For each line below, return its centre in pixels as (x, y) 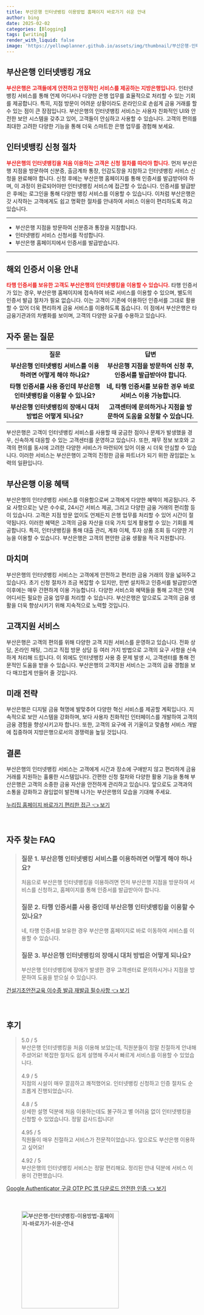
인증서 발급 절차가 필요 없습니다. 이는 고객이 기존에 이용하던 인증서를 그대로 (95, 300)
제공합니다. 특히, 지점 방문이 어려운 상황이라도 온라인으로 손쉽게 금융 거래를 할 (105, 103)
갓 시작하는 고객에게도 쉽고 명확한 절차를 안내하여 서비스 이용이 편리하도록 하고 (100, 201)
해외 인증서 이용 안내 (42, 269)
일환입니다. (31, 463)
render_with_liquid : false (40, 40)
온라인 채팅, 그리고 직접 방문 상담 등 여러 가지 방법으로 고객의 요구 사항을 (100, 650)
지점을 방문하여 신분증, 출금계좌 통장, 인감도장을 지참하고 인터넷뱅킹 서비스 (101, 171)
